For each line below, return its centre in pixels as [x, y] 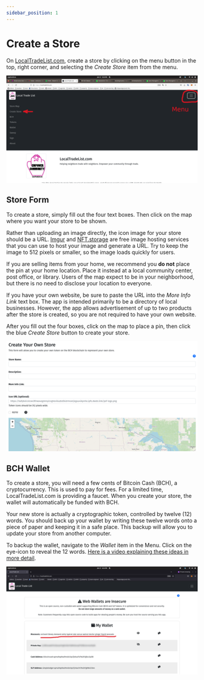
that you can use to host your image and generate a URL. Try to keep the [97, 245]
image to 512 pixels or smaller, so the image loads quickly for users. [91, 252]
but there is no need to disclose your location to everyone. [79, 283]
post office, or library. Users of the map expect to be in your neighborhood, [100, 277]
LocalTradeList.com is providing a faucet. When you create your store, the [99, 496]
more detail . [21, 558]
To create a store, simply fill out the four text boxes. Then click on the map [99, 214]
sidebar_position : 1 [32, 13]
